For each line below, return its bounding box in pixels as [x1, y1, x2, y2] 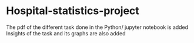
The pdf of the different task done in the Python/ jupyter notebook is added [6, 24, 189, 31]
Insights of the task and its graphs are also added [6, 29, 126, 37]
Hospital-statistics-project [6, 4, 139, 18]
